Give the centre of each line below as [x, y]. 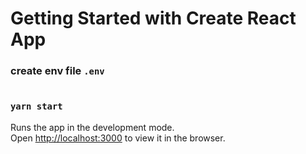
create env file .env [57, 71]
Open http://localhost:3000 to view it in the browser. [118, 138]
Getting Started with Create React [153, 18]
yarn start [36, 106]
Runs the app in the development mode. [92, 127]
